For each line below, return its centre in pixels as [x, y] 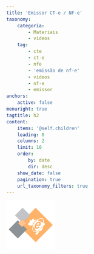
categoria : [31, 26]
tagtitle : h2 [23, 115]
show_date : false [39, 173]
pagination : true [39, 179]
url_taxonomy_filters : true [52, 186]
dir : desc [40, 166]
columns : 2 [31, 141]
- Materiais [43, 32]
